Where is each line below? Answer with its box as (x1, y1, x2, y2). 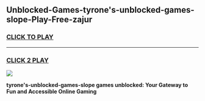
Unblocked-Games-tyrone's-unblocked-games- (6, 5, 195, 15)
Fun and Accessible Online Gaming (6, 88, 97, 95)
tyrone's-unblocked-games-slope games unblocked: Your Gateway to (6, 81, 189, 88)
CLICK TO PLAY (6, 33, 54, 42)
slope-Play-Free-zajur (6, 15, 93, 25)
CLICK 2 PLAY (6, 56, 49, 64)
